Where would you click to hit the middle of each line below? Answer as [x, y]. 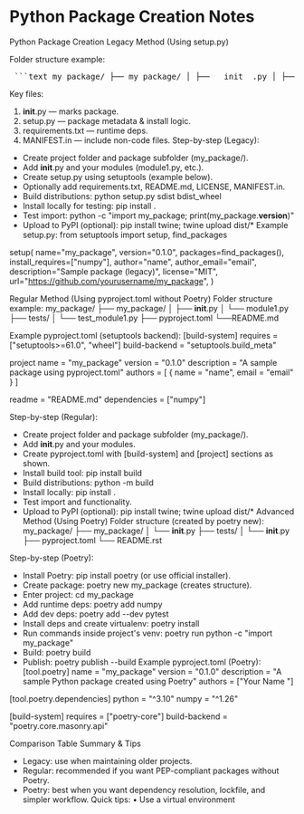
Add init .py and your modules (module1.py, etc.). [113, 167]
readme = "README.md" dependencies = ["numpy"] [108, 399]
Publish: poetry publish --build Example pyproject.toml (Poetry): [142, 662]
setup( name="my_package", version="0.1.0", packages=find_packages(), [147, 252]
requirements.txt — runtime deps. [85, 130]
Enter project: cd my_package [78, 594]
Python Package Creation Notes [132, 17]
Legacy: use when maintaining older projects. [107, 761]
